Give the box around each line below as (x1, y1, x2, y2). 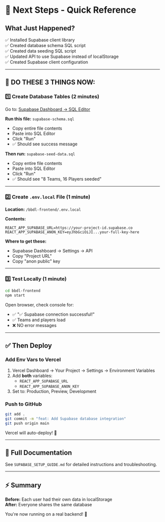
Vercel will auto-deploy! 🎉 (5, 430, 57, 436)
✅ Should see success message (12, 141, 78, 147)
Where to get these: (5, 238, 47, 244)
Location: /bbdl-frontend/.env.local (5, 206, 81, 212)
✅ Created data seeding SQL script (5, 48, 76, 54)
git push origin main (5, 421, 50, 426)
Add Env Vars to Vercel (5, 356, 61, 363)
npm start (5, 293, 26, 298)
